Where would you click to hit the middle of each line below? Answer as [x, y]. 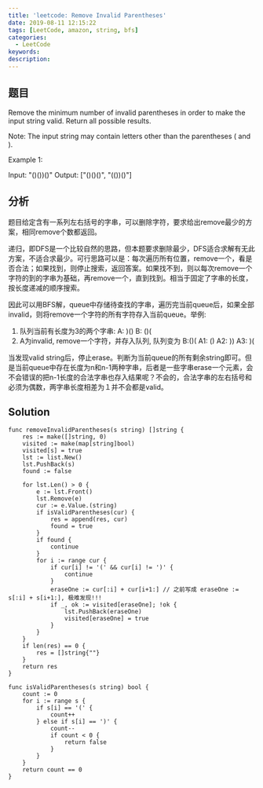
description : [29, 60]
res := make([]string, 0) [65, 437]
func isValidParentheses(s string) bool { [79, 687]
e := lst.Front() [64, 492]
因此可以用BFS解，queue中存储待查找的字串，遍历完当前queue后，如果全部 [131, 304]
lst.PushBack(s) [49, 464]
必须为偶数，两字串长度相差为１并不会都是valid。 [88, 387]
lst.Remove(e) [59, 499]
